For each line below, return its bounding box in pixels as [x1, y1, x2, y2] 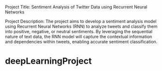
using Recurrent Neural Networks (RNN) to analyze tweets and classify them [5, 24, 158, 29]
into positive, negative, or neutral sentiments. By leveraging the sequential [5, 29, 153, 34]
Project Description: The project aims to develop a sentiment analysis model [5, 19, 157, 24]
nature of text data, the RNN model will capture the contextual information [5, 34, 152, 39]
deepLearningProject [5, 56, 92, 67]
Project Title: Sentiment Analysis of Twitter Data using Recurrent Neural [5, 4, 147, 10]
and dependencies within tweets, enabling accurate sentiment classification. [5, 39, 158, 45]
